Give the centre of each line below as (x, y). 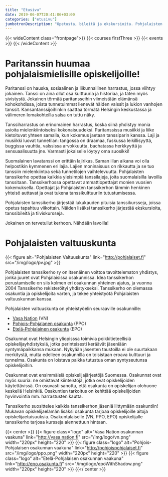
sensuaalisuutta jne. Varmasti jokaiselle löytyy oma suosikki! (67, 151)
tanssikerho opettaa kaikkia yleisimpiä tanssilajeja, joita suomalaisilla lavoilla (83, 177)
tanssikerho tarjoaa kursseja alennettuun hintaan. (56, 422)
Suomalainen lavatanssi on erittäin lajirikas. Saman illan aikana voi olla (77, 161)
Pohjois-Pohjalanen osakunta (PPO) (49, 324)
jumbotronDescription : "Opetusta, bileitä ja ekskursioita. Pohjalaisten (84, 24)
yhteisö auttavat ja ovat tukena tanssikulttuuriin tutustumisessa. (71, 193)
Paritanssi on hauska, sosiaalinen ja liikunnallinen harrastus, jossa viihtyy (80, 88)
